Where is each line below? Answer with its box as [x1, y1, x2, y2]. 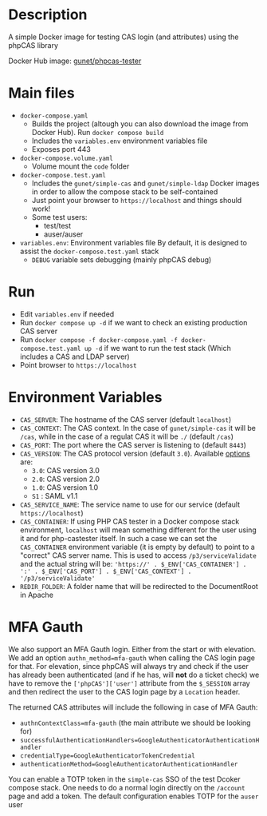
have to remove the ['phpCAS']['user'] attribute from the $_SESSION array [8, 678, 250, 688]
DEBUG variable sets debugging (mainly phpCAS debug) [31, 254, 212, 265]
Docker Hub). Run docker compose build [31, 127, 164, 137]
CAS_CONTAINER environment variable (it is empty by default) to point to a [19, 542, 255, 551]
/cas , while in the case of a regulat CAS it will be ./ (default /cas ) [19, 432, 234, 441]
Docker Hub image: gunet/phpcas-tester [8, 56, 142, 66]
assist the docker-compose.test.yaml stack [19, 246, 159, 256]
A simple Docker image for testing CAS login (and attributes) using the [8, 32, 239, 42]
